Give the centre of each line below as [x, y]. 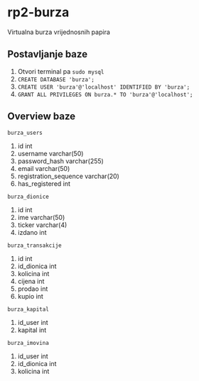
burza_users [25, 133]
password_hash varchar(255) [61, 161]
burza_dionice [28, 197]
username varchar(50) [50, 153]
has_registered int [44, 183]
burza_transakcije [34, 245]
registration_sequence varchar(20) [68, 176]
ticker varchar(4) [42, 225]
